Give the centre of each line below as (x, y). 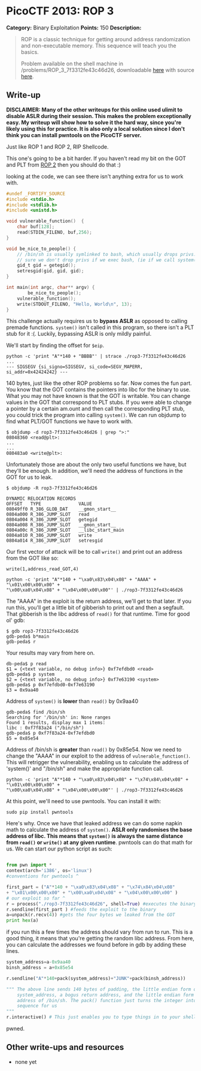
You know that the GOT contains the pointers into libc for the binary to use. (98, 390)
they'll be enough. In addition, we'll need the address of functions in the (95, 471)
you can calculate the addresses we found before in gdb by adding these (96, 945)
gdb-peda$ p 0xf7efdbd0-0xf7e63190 (51, 685)
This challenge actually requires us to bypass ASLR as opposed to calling (97, 321)
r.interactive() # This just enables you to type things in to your (93, 1017)
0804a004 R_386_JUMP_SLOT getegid (52, 520)
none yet (26, 1061)
